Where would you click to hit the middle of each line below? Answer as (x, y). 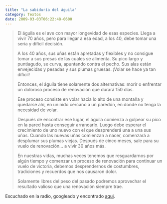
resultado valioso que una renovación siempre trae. (70, 187)
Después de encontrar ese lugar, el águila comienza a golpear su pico (89, 120)
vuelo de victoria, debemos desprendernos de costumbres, (78, 166)
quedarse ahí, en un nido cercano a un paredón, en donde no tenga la (89, 105)
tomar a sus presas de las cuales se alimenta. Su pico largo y (80, 59)
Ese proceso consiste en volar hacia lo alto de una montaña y (80, 99)
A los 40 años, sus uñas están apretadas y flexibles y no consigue (85, 53)
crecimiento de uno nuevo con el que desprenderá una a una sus (84, 130)
